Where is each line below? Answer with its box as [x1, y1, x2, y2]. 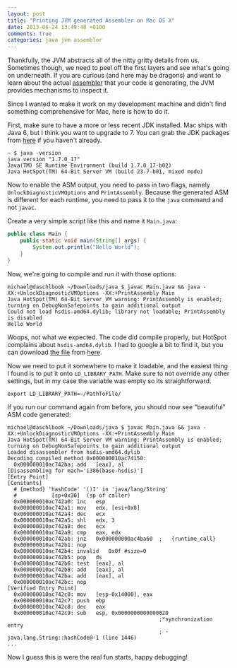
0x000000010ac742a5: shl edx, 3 [13, 517, 115, 524]
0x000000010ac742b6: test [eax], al [13, 560, 125, 567]
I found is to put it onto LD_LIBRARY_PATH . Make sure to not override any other [7, 369, 230, 377]
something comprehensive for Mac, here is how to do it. [7, 107, 170, 116]
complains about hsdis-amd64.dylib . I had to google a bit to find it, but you [7, 340, 224, 348]
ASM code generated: [7, 410, 71, 418]
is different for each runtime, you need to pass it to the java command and [7, 196, 224, 204]
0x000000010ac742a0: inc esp [13, 498, 106, 505]
